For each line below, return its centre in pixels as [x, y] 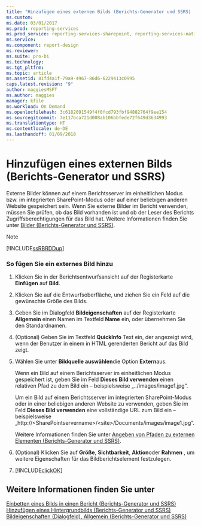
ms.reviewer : [22, 51]
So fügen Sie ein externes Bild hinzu [60, 264]
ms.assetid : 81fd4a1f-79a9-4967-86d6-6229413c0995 [71, 78]
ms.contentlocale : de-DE [37, 129]
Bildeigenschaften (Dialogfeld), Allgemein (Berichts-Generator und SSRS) [97, 516]
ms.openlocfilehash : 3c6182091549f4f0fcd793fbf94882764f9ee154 [87, 112]
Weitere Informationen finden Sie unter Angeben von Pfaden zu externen [105, 434]
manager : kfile [25, 101]
